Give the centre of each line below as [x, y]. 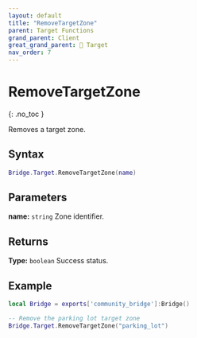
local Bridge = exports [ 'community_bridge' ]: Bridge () [99, 304]
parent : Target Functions [51, 30]
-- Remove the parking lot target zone [74, 318]
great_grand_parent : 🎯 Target [58, 45]
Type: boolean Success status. [58, 261]
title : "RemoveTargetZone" [53, 23]
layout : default [35, 16]
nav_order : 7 [30, 52]
